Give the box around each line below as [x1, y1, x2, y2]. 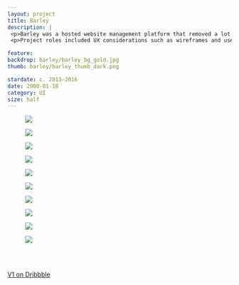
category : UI [7, 89, 46, 96]
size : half [7, 95, 40, 103]
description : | [7, 24, 53, 31]
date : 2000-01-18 [7, 83, 59, 90]
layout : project [7, 10, 55, 18]
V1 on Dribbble [7, 270, 51, 279]
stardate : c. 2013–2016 [7, 76, 78, 83]
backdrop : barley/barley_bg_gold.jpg [7, 56, 119, 64]
